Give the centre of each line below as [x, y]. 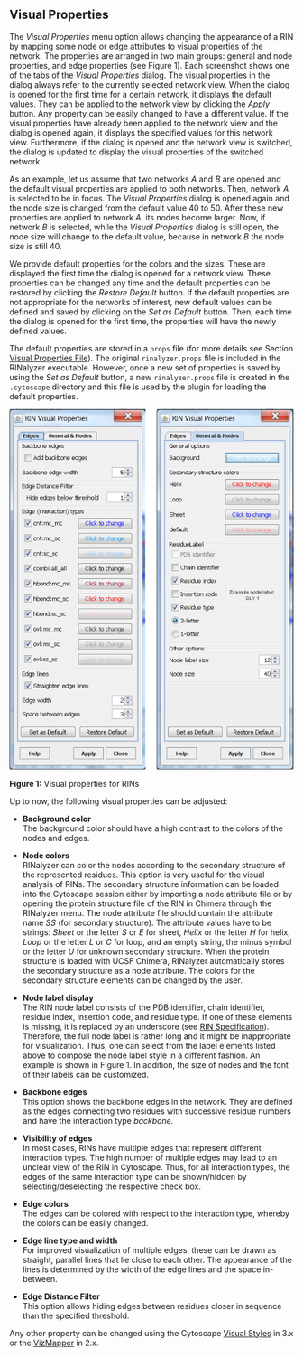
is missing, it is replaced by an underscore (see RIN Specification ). [146, 1026]
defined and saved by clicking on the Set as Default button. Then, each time [151, 312]
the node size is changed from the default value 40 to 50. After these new [147, 208]
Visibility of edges [57, 1138]
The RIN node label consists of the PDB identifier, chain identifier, [144, 1007]
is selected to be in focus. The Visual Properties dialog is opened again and [150, 198]
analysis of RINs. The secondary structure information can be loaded [151, 884]
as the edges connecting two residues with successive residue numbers [156, 1111]
